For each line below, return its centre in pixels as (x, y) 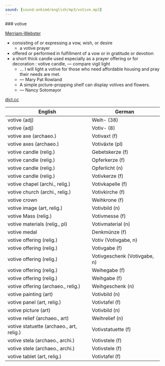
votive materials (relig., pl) (38, 224)
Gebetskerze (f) (110, 152)
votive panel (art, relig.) (34, 302)
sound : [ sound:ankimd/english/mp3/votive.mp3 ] (54, 10)
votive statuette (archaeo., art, (42, 326)
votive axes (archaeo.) (33, 144)
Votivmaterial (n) (111, 224)
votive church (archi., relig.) (39, 192)
